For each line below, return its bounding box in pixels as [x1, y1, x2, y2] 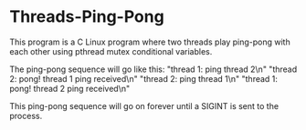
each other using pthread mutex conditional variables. [9, 45, 213, 56]
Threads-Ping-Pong [9, 6, 164, 27]
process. [9, 110, 43, 121]
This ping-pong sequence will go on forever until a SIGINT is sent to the [9, 100, 280, 111]
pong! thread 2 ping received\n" [9, 83, 131, 94]
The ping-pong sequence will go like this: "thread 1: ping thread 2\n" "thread [9, 64, 298, 75]
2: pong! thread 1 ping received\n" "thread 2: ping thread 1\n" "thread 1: [9, 73, 279, 84]
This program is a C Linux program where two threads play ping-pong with [9, 36, 290, 47]
